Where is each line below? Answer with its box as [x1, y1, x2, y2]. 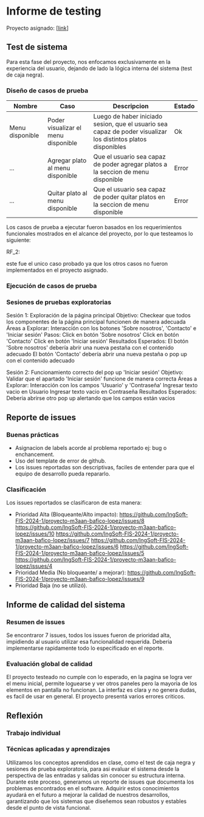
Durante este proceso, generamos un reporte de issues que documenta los [6, 778, 194, 785]
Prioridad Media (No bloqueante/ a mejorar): [15, 569, 126, 576]
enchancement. [15, 450, 55, 458]
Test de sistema [6, 42, 68, 52]
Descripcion [112, 102, 149, 111]
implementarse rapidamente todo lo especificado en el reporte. [6, 644, 165, 652]
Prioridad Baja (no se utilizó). [15, 582, 88, 589]
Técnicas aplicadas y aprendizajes [6, 745, 110, 753]
